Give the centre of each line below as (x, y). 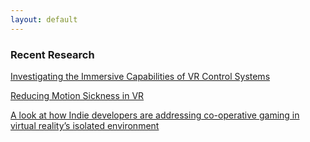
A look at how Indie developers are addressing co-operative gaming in (155, 115)
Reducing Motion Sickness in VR (77, 95)
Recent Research (52, 54)
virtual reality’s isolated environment (85, 125)
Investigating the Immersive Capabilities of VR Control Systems (140, 76)
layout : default (44, 19)
